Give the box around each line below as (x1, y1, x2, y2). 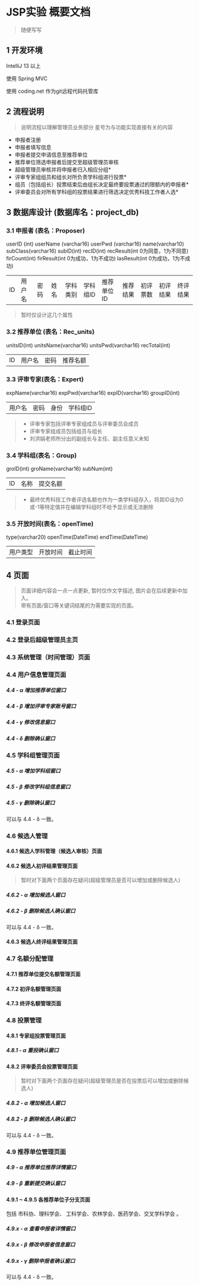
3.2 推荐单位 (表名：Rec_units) (6, 328, 95, 336)
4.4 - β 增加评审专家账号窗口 (6, 702, 76, 709)
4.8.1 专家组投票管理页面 (6, 1032, 66, 1039)
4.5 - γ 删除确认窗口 (6, 799, 55, 806)
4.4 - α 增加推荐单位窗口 (6, 686, 66, 693)
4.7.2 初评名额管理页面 (6, 985, 62, 992)
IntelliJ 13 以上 (6, 62, 41, 69)
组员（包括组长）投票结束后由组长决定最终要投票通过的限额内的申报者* (14, 181, 189, 188)
